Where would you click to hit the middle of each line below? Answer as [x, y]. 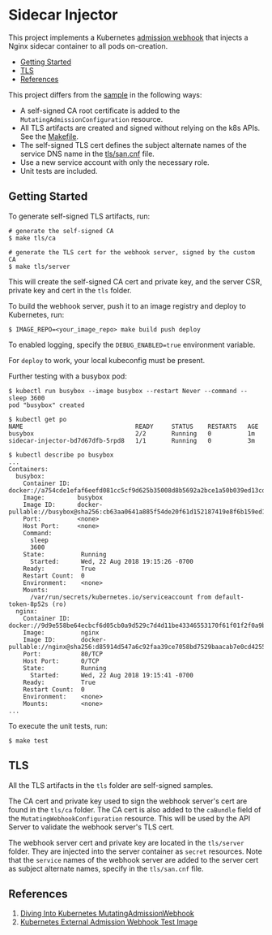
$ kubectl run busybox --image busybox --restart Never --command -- [128, 391]
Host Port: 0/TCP [61, 661]
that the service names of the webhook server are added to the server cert [134, 859]
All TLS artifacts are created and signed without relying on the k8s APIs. [140, 128]
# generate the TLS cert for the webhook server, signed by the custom [132, 252]
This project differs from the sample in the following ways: [105, 94]
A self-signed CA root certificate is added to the [100, 110]
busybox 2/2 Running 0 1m [132, 433]
